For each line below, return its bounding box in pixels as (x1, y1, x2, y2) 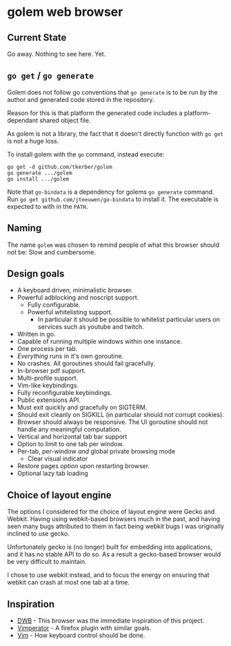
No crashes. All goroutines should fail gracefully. (17, 359, 156, 367)
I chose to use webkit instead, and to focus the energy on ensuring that (7, 571, 210, 579)
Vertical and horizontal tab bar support (17, 432, 128, 441)
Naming (7, 222, 42, 234)
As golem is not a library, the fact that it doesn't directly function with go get (7, 129, 224, 138)
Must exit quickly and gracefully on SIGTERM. (17, 403, 148, 412)
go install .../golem (7, 175, 70, 183)
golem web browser (7, 4, 123, 20)
